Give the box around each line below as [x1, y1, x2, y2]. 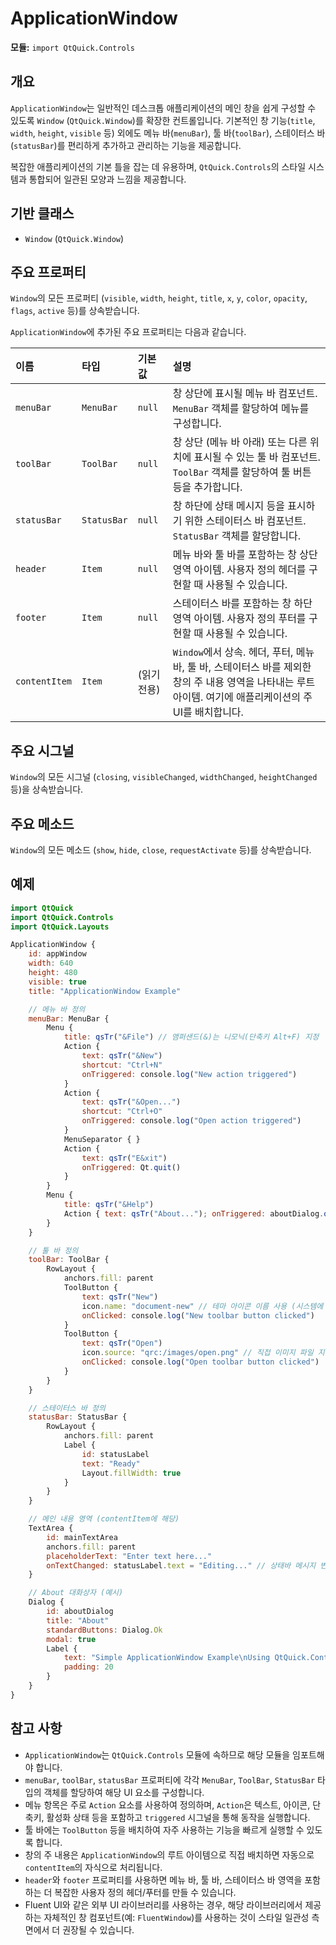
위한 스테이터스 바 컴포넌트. [184, 514, 307, 528]
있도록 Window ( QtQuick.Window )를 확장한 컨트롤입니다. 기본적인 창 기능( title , [10, 114, 316, 126]
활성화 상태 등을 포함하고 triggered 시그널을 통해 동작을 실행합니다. [46, 1811, 311, 1823]
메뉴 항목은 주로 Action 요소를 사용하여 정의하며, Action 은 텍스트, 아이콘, [24, 1798, 311, 1811]
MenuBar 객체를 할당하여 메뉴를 [172, 402, 310, 416]
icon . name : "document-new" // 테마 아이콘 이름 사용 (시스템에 [81, 1301, 324, 1311]
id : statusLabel [81, 1449, 150, 1459]
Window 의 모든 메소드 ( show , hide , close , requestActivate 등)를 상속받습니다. [10, 844, 312, 856]
